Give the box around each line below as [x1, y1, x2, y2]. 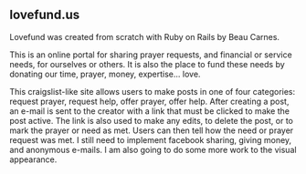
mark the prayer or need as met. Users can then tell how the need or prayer [9, 125, 294, 136]
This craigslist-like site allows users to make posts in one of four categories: [9, 86, 296, 97]
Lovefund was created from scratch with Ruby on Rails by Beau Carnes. [9, 31, 280, 42]
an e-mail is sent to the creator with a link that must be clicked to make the [9, 105, 290, 117]
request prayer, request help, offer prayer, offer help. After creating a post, [9, 96, 290, 107]
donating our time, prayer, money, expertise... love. [9, 68, 201, 79]
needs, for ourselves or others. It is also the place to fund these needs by [9, 58, 285, 69]
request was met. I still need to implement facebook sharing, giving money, [9, 134, 292, 145]
